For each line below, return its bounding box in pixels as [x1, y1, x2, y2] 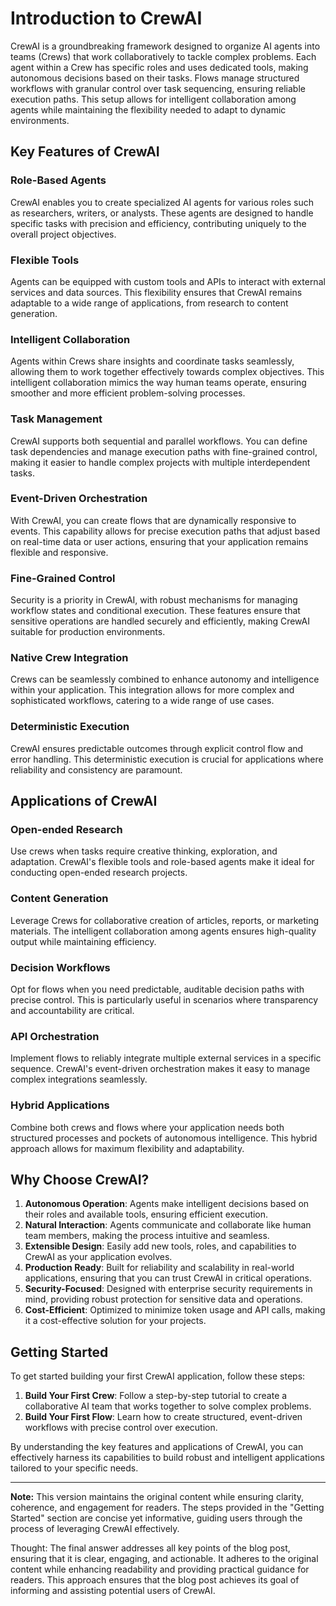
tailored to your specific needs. [10, 1462, 139, 1474]
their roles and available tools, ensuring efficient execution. [24, 1208, 269, 1221]
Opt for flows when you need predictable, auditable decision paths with [10, 983, 305, 995]
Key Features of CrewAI [10, 143, 160, 161]
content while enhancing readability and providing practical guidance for [10, 1563, 310, 1576]
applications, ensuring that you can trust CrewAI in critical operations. [24, 1272, 313, 1284]
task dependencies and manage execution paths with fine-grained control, [10, 445, 318, 457]
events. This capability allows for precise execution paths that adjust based [10, 525, 321, 537]
